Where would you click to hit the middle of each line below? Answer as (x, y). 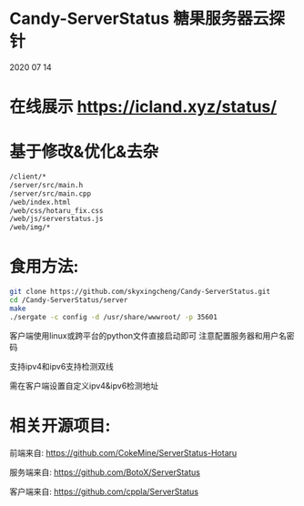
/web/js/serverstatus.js (56, 219)
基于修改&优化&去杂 (84, 152)
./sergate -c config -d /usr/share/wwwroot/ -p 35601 (114, 317)
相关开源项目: (60, 425)
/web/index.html (40, 202)
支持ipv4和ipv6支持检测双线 (61, 366)
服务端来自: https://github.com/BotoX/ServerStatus (105, 472)
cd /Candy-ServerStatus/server (69, 300)
